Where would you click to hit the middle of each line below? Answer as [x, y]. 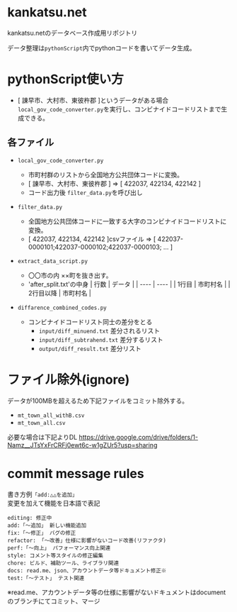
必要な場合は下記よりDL [42, 437]
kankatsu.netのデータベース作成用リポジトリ [73, 33]
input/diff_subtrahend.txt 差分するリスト [101, 339]
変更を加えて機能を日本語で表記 [54, 503]
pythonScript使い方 [65, 79]
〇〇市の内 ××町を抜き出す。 [70, 275]
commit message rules [76, 473]
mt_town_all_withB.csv [51, 416]
